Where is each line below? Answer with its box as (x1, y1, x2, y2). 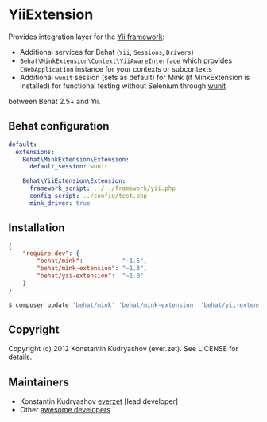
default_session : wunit (29, 163, 109, 171)
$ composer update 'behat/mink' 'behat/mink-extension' (8, 300, 197, 309)
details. (8, 352, 33, 362)
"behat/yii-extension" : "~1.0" (37, 272, 145, 280)
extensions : (15, 148, 56, 156)
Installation (8, 221, 65, 235)
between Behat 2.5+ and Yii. (8, 96, 101, 106)
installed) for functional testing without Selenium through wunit (19, 81, 226, 91)
